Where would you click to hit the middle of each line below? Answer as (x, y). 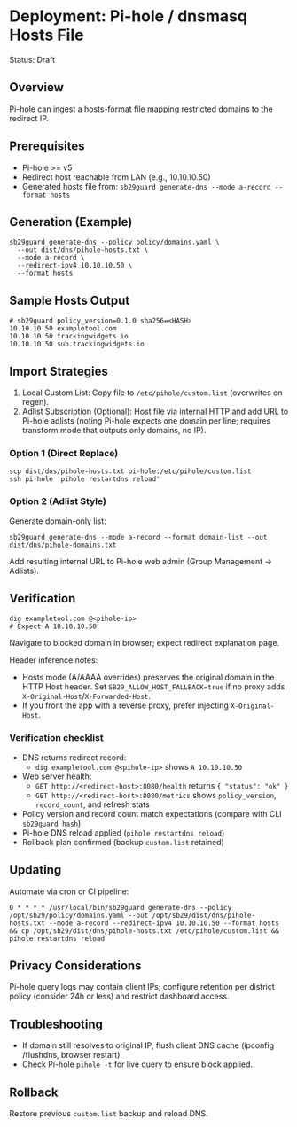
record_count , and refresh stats (93, 804)
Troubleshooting (56, 1024)
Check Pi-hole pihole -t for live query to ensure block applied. (137, 1064)
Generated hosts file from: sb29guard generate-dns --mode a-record (146, 186)
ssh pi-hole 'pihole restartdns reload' (85, 479)
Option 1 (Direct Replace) (64, 453)
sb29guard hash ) (51, 823)
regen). (35, 402)
